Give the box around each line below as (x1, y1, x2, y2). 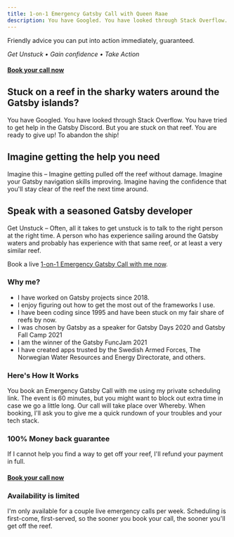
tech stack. (7, 416, 40, 425)
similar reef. (7, 246, 41, 254)
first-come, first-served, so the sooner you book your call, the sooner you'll (7, 515, 226, 523)
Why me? (7, 277, 41, 287)
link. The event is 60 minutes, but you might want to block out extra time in (7, 394, 223, 403)
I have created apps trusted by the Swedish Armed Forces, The (17, 345, 201, 354)
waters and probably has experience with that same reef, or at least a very (7, 238, 223, 247)
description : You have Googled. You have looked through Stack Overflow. (7, 17, 228, 24)
